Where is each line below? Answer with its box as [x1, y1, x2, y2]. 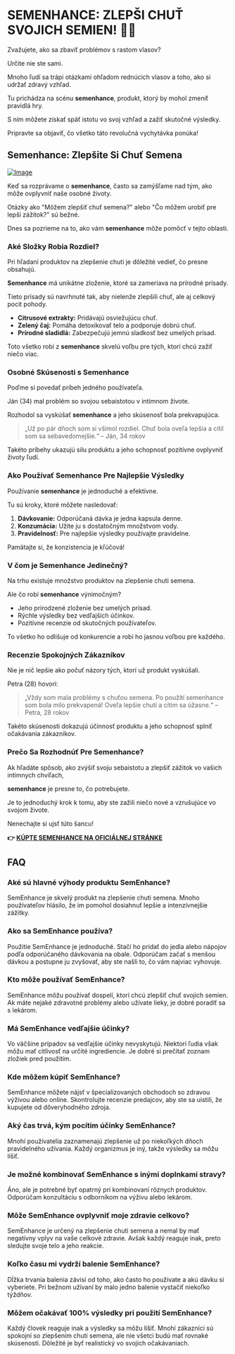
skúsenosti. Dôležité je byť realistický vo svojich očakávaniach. [7, 1338, 190, 1347]
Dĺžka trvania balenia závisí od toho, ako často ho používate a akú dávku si [7, 1275, 224, 1283]
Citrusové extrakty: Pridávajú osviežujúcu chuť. [17, 314, 158, 322]
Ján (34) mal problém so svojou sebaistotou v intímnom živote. [7, 397, 190, 406]
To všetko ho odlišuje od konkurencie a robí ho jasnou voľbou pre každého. [7, 632, 225, 641]
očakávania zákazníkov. [7, 730, 77, 738]
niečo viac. [7, 350, 39, 358]
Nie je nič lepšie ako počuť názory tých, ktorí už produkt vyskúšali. [7, 666, 201, 675]
